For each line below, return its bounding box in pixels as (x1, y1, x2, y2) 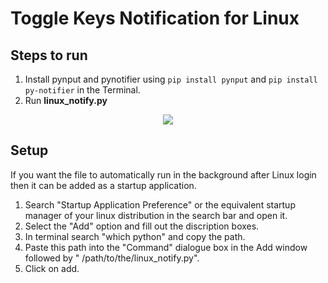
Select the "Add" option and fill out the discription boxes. (24, 220, 260, 232)
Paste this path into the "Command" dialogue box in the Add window (24, 241, 308, 253)
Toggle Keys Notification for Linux (10, 7, 300, 30)
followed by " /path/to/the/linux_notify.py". (24, 252, 200, 264)
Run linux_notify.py (24, 95, 108, 106)
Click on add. (24, 262, 80, 274)
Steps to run (10, 47, 88, 64)
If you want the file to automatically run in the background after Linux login (10, 168, 317, 181)
